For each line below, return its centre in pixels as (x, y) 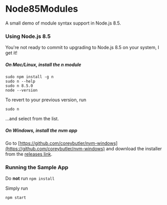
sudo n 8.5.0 (19, 86)
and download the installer (134, 149)
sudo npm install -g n (29, 77)
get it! (12, 53)
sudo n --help (20, 82)
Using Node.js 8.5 (28, 36)
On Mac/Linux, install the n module (43, 64)
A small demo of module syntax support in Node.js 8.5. (63, 23)
